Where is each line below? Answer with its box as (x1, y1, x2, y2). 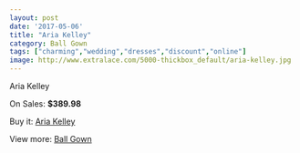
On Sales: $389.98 (9, 98, 82, 109)
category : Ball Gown (9, 38, 88, 48)
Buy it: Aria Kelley (9, 116, 76, 127)
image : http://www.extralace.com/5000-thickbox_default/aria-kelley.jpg (9, 56, 292, 65)
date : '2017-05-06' (9, 22, 84, 31)
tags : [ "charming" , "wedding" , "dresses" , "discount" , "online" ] (9, 47, 247, 56)
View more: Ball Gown (9, 134, 93, 144)
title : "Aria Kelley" (9, 30, 92, 39)
